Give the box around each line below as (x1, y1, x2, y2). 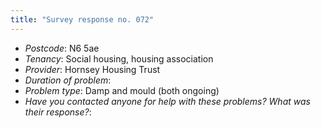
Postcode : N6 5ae (24, 42, 100, 54)
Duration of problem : (24, 74, 112, 86)
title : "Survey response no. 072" (10, 14, 155, 25)
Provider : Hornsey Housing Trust (24, 63, 161, 75)
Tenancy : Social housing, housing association (24, 52, 214, 65)
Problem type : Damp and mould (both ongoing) (24, 84, 220, 96)
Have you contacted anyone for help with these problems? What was (24, 95, 311, 107)
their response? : (24, 106, 92, 118)
